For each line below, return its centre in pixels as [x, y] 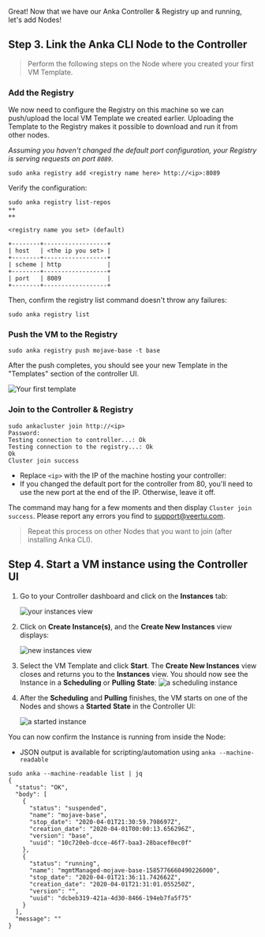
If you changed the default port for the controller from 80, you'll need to [136, 484]
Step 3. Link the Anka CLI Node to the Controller [128, 45]
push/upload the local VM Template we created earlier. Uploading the [121, 119]
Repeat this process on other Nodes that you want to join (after [130, 531]
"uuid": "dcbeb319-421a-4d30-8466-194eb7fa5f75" [110, 898]
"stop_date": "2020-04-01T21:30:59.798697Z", [105, 822]
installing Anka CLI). [60, 539]
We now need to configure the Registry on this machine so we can [116, 110]
